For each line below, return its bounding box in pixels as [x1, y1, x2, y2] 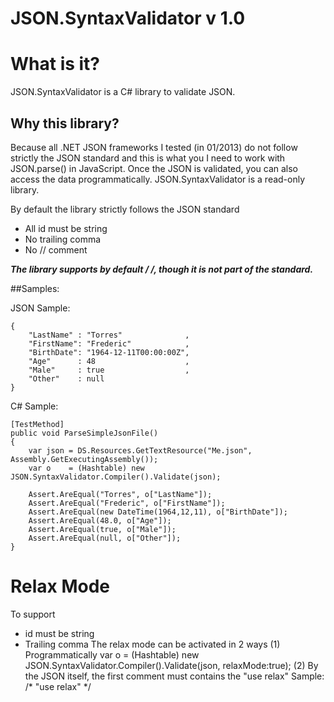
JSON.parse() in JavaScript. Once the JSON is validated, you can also [10, 162, 298, 174]
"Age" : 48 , [28, 356, 190, 366]
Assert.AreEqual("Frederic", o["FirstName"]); [28, 498, 226, 508]
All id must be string [24, 222, 108, 234]
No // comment [24, 243, 88, 256]
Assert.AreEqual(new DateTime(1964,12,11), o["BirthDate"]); [28, 507, 288, 517]
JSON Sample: [10, 302, 71, 314]
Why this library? [10, 115, 120, 132]
